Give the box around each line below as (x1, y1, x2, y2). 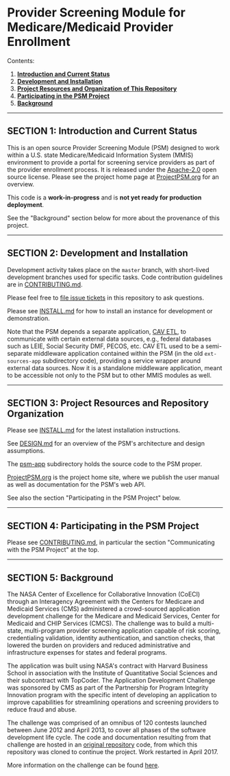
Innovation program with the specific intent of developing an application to (7, 691, 217, 699)
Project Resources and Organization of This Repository (16, 84, 177, 93)
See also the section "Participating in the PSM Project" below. (7, 494, 181, 502)
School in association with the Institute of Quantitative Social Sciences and (7, 669, 218, 677)
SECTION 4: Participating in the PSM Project (7, 520, 200, 532)
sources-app (7, 358, 41, 365)
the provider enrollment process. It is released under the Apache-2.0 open (7, 165, 217, 173)
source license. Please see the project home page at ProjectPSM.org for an (7, 173, 219, 181)
